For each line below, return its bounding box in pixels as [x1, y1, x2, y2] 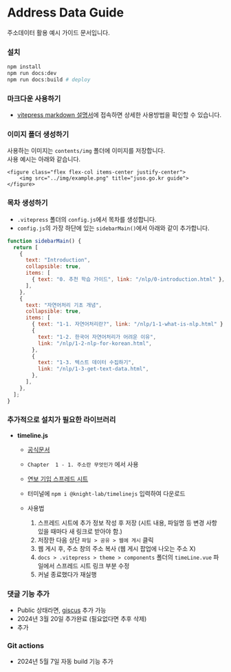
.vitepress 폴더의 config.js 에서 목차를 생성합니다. [16, 215, 157, 223]
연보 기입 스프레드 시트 [27, 474, 89, 483]
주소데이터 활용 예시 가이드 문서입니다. [7, 28, 110, 36]
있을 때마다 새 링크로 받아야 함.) [37, 527, 122, 535]
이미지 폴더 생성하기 [7, 129, 69, 139]
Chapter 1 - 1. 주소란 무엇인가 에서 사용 [27, 460, 139, 468]
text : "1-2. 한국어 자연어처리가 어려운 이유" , [37, 333, 157, 340]
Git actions [7, 641, 45, 651]
